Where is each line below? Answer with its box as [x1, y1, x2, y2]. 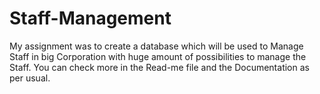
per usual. [9, 72, 51, 84]
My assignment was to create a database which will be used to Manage [9, 40, 304, 52]
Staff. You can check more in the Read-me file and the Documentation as [9, 61, 310, 73]
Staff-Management [9, 7, 172, 30]
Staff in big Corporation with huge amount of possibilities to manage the [9, 50, 307, 62]
